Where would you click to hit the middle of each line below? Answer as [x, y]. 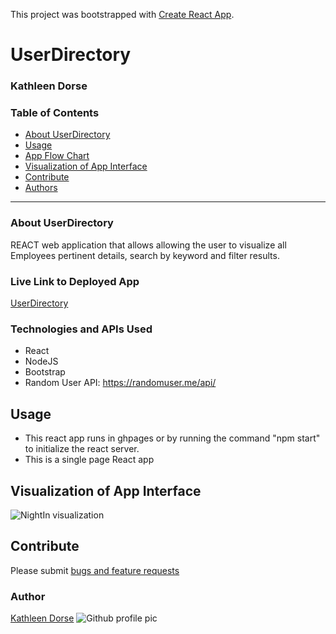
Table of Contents [55, 113]
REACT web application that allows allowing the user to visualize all [148, 245]
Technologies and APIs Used [81, 329]
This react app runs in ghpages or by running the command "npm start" [172, 438]
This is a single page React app [89, 460]
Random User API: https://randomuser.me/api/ [120, 383]
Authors [41, 188]
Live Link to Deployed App [75, 281]
